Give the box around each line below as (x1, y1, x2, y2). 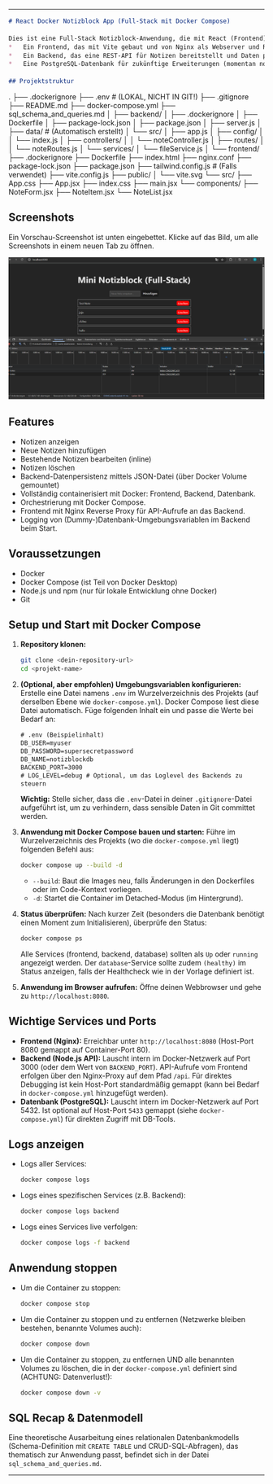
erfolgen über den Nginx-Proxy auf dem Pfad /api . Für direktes (19, 1070, 232, 1080)
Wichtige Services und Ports (8, 1014, 157, 1028)
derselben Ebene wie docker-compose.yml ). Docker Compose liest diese (19, 697, 260, 707)
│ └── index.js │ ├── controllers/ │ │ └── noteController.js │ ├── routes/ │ (8, 135, 265, 145)
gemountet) (19, 479, 60, 489)
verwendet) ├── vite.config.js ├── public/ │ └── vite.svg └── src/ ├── (8, 170, 252, 179)
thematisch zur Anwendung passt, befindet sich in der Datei (8, 1450, 210, 1460)
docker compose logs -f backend (19, 1239, 130, 1247)
